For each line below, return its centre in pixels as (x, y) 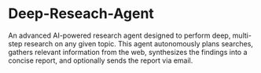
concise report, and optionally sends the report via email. (101, 60)
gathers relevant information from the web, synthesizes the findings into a (128, 52)
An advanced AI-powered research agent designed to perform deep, (119, 35)
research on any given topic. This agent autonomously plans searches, (139, 43)
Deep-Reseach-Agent (81, 14)
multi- (242, 35)
